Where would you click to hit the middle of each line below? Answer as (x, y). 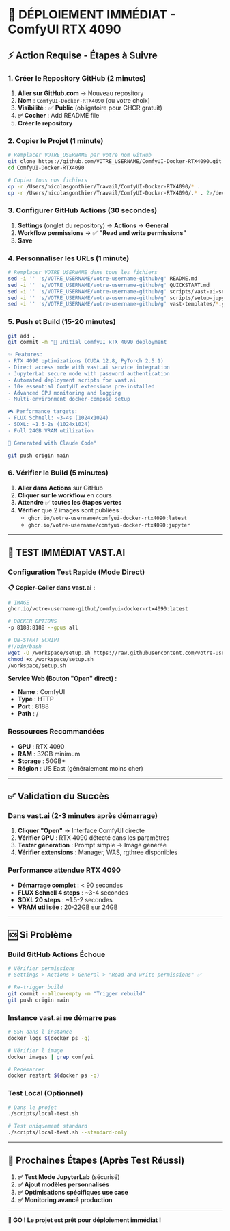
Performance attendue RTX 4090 (64, 870)
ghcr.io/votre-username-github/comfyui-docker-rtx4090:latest (98, 609)
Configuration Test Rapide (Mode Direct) (76, 572)
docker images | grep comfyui (51, 1057)
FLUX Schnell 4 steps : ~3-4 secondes (73, 892)
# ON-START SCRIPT (34, 641)
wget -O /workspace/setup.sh (49, 653)
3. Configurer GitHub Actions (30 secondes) (83, 210)
